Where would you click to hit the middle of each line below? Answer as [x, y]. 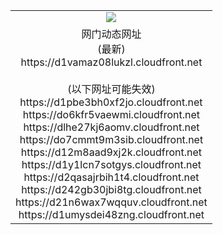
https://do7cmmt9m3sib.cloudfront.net [111, 139]
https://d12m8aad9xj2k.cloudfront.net [111, 152]
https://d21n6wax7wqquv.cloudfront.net [111, 202]
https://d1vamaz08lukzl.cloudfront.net [111, 62]
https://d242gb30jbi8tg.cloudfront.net [111, 189]
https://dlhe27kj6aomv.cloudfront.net [111, 127]
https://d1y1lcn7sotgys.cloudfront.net [111, 164]
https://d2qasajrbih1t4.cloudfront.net [111, 177]
